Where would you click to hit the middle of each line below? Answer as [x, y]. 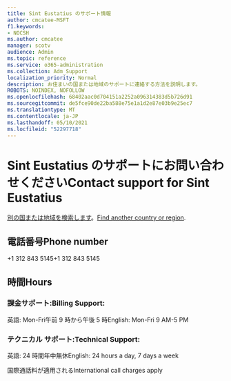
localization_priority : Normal [52, 78]
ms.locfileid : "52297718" [44, 129]
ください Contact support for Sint [115, 183]
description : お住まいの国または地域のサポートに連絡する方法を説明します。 [104, 84]
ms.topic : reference [37, 59]
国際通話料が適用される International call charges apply [85, 371]
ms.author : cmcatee [35, 39]
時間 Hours [30, 282]
